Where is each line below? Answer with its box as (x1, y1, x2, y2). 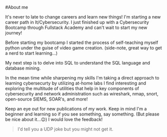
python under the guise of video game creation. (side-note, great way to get (5, 45, 162, 50)
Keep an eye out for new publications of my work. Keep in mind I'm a (5, 106, 147, 111)
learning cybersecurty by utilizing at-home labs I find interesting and (5, 80, 146, 86)
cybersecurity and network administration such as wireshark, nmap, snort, (5, 91, 158, 96)
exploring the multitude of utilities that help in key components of (5, 85, 139, 91)
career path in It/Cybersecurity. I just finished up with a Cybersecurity (5, 19, 149, 25)
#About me (5, 4, 28, 10)
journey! (5, 30, 22, 35)
